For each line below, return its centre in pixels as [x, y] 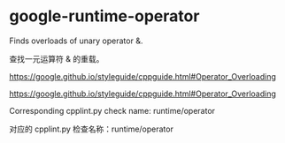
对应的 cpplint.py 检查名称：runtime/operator [92, 129]
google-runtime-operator [104, 16]
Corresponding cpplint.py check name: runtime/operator [112, 110]
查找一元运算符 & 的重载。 [57, 58]
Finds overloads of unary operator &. [76, 41]
